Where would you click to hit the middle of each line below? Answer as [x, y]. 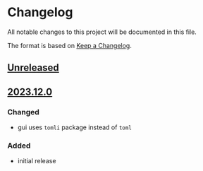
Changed [24, 112]
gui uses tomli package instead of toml [75, 127]
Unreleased [33, 68]
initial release [37, 161]
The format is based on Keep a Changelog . [69, 45]
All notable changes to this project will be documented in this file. [102, 32]
